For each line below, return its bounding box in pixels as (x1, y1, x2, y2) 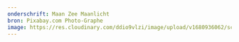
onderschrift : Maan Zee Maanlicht (7, 10, 110, 18)
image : (7, 23, 27, 31)
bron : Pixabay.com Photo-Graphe (7, 17, 103, 24)
